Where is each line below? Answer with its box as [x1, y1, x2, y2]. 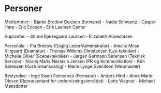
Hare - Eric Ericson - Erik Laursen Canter [4, 24, 86, 30]
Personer [4, 3, 43, 14]
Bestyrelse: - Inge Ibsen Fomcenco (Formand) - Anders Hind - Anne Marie [4, 73, 153, 78]
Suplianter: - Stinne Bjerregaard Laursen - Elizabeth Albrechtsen [4, 33, 132, 39]
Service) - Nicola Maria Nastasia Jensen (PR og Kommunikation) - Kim [4, 58, 145, 64]
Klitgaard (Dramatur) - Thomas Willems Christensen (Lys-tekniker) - [4, 48, 140, 54]
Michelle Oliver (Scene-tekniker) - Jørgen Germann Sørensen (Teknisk [4, 53, 146, 59]
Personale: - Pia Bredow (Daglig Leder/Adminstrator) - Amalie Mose [4, 43, 140, 48]
